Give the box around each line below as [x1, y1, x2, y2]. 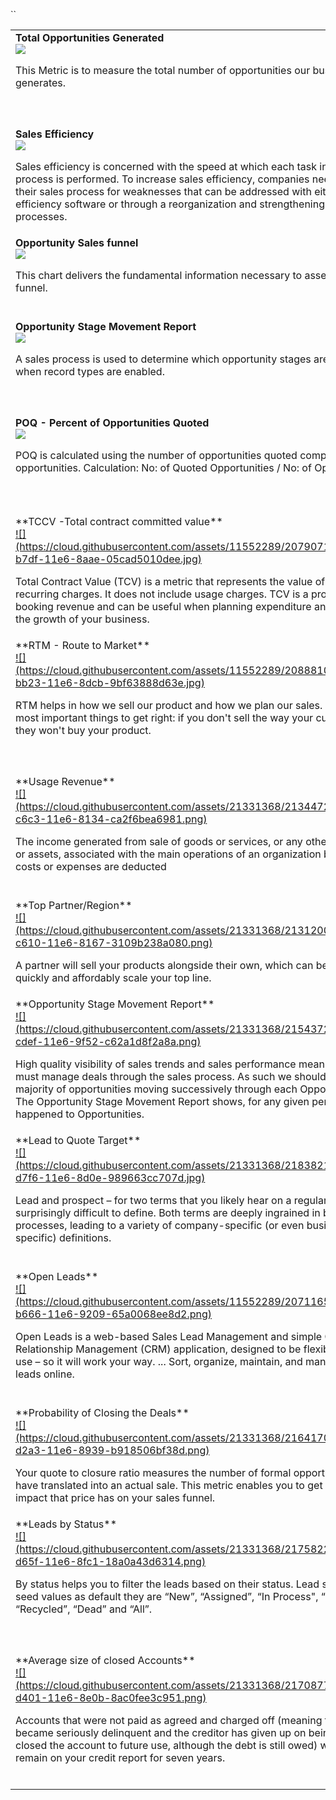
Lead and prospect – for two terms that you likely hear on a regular [15, 1194, 328, 1207]
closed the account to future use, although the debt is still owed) [15, 1739, 318, 1752]
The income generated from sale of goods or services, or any [15, 835, 303, 848]
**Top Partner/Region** [15, 899, 133, 912]
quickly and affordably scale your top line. [15, 971, 212, 984]
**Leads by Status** [15, 1517, 118, 1531]
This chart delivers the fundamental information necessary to [15, 269, 303, 282]
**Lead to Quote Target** [15, 1134, 142, 1147]
